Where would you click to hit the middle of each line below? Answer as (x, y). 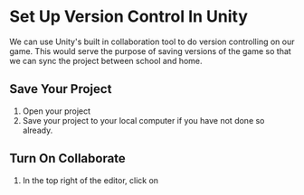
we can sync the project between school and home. (106, 60)
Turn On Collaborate (68, 158)
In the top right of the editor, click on (90, 180)
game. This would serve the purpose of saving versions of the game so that (150, 51)
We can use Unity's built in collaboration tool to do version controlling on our (152, 42)
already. (38, 130)
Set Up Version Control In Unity (129, 17)
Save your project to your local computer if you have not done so (143, 120)
